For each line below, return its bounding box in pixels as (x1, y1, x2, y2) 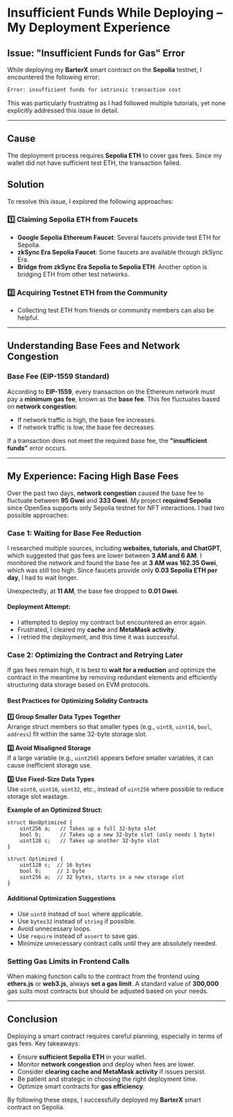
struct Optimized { (7, 855, 64, 863)
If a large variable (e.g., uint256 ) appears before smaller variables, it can (7, 754, 214, 762)
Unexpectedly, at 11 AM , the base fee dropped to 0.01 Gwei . (7, 587, 179, 595)
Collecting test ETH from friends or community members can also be (17, 306, 214, 315)
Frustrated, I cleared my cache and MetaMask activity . (17, 625, 177, 634)
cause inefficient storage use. (7, 761, 92, 769)
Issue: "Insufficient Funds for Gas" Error (7, 47, 185, 59)
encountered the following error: (7, 73, 100, 81)
